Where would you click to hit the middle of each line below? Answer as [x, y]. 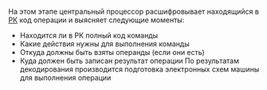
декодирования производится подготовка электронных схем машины [139, 69]
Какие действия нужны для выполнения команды [104, 44]
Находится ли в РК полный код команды [89, 35]
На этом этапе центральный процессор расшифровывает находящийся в [133, 12]
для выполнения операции [65, 78]
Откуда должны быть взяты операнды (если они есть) [112, 52]
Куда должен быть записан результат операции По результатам [129, 61]
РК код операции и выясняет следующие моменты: [96, 20]
